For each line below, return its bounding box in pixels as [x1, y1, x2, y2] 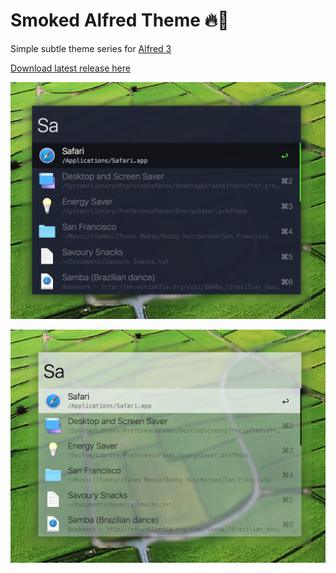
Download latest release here [10, 62, 131, 74]
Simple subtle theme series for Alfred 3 [10, 42, 172, 54]
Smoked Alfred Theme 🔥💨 [10, 9, 230, 32]
